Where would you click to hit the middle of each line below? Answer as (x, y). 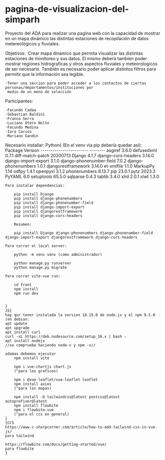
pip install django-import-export (49, 207)
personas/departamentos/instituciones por (49, 87)
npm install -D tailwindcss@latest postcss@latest (67, 397)
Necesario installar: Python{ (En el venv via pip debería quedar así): (74, 145)
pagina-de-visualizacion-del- (67, 9)
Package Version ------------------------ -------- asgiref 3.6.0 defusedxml (81, 150)
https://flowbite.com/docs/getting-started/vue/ (56, 444)
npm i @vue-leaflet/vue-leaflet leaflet (56, 380)
